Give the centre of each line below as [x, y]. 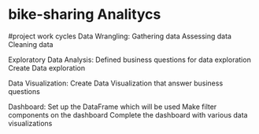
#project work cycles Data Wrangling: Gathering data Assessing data [120, 36]
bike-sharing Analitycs [85, 14]
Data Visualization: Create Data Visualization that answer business [116, 83]
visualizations [30, 123]
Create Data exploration [46, 67]
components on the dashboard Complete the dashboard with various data [128, 114]
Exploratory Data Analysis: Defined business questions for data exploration [130, 60]
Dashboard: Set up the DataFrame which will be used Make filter [113, 107]
